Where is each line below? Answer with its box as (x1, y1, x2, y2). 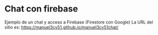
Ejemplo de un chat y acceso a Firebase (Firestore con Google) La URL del (4, 19, 153, 25)
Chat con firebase (4, 3, 78, 14)
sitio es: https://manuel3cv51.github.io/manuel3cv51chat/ (4, 24, 119, 30)
